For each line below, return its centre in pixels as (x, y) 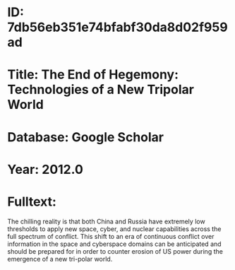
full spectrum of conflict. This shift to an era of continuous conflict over (111, 236)
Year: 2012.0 (45, 169)
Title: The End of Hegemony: (93, 75)
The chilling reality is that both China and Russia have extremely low (107, 221)
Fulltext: (32, 201)
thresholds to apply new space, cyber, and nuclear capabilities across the (114, 229)
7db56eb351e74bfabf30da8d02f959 (117, 27)
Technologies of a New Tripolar (101, 90)
